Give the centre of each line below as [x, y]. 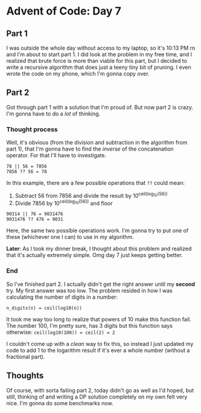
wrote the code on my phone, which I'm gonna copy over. [78, 73]
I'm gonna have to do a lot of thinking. [53, 114]
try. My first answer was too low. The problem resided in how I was [90, 290]
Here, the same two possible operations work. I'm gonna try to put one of [97, 230]
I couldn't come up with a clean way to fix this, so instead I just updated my [100, 343]
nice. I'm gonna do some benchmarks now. [60, 403]
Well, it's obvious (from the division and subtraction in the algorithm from [97, 143]
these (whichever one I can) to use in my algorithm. [70, 237]
